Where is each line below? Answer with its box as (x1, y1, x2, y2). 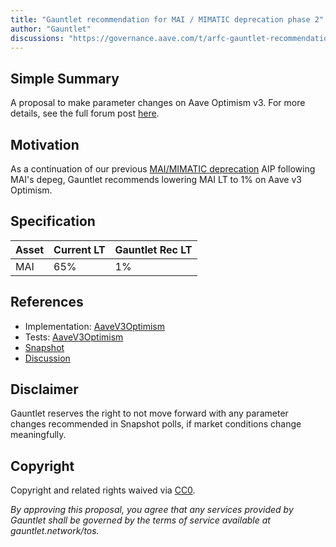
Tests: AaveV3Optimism (24, 331, 124, 343)
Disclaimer (10, 381, 79, 398)
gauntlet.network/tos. (10, 525, 100, 537)
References (10, 294, 84, 311)
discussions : (10, 33, 65, 43)
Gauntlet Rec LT (114, 242, 193, 256)
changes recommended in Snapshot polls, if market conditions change (10, 418, 302, 430)
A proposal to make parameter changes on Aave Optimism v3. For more (10, 97, 306, 109)
